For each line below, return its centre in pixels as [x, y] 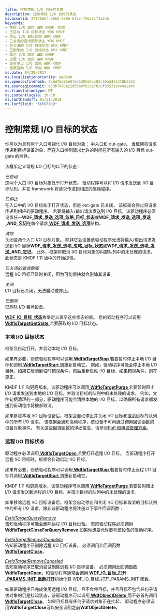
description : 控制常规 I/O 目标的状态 [41, 14]
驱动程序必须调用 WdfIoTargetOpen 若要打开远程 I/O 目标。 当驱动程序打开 [80, 453]
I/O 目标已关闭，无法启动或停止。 [38, 290]
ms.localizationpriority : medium [39, 77]
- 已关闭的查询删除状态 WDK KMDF [35, 41]
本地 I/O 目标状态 [25, 337]
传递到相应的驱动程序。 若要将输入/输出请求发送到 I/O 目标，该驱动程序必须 [81, 211]
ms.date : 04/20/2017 [26, 73]
